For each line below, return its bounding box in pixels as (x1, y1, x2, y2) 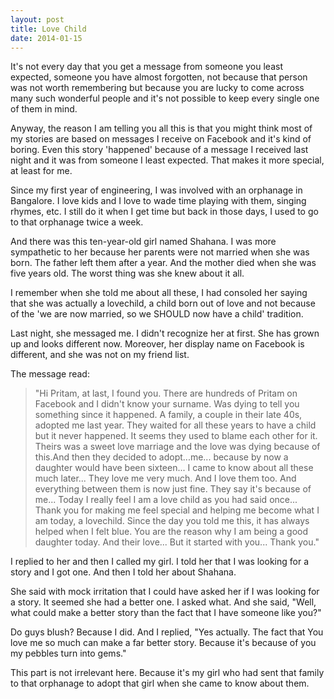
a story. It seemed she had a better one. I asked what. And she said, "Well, (10, 596, 317, 608)
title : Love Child (10, 24, 87, 34)
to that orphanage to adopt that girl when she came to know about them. (10, 677, 310, 690)
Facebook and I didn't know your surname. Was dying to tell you (34, 398, 300, 410)
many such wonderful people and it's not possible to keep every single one (10, 92, 320, 105)
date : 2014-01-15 (10, 33, 83, 43)
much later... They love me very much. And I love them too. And (34, 472, 297, 485)
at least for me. (10, 165, 73, 177)
